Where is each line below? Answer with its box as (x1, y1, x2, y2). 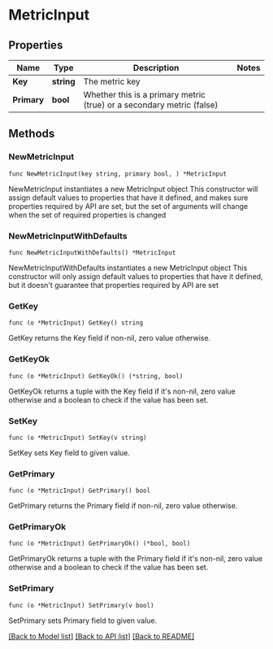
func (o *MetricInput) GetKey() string (8, 319, 144, 327)
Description (132, 63, 180, 73)
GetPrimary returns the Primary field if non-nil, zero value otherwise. (8, 501, 238, 511)
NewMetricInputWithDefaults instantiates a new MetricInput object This (8, 263, 248, 272)
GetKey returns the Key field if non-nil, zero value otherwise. (8, 333, 211, 343)
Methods (8, 127, 55, 141)
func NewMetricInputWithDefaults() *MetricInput (8, 248, 176, 257)
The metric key (83, 76, 141, 87)
